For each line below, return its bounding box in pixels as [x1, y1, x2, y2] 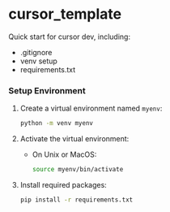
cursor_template [8, 5, 122, 24]
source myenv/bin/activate [32, 166, 124, 174]
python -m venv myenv [19, 119, 93, 128]
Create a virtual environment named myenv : [19, 103, 163, 114]
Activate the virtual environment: [19, 134, 130, 144]
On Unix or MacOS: [32, 149, 97, 159]
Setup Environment [8, 84, 87, 96]
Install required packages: [19, 180, 107, 189]
